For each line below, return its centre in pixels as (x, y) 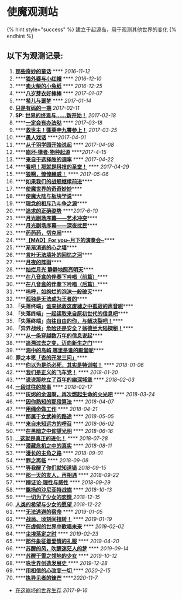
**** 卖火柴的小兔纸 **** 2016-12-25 (59, 86)
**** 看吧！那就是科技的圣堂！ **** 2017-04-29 (72, 166)
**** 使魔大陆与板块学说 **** (49, 196)
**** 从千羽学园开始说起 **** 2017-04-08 (65, 144)
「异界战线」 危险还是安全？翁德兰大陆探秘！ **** (74, 328)
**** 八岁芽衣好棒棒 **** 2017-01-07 (59, 93)
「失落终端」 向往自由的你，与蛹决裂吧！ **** (69, 321)
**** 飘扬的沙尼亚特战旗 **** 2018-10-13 (63, 489)
